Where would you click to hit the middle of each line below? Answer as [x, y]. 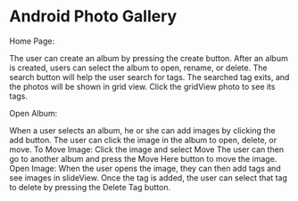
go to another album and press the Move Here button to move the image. [143, 158]
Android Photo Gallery [93, 16]
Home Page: [32, 41]
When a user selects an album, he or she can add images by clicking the [142, 130]
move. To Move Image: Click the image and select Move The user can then [146, 149]
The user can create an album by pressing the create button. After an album [149, 58]
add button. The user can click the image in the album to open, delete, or [143, 140]
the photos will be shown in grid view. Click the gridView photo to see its [142, 86]
